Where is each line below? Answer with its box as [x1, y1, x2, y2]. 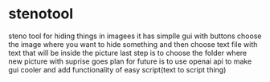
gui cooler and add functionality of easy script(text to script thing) [8, 64, 227, 74]
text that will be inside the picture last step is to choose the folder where [8, 48, 247, 57]
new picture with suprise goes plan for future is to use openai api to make [8, 57, 252, 66]
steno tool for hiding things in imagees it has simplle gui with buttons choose [8, 31, 262, 41]
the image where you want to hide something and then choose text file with [8, 39, 258, 49]
